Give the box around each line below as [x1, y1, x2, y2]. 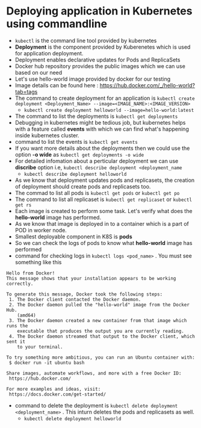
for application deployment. [14, 49, 84, 57]
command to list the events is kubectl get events [14, 138, 138, 145]
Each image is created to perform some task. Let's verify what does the [14, 207, 193, 214]
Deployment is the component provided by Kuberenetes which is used [14, 43, 191, 51]
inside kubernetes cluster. [14, 131, 79, 139]
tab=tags [14, 88, 38, 95]
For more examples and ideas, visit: [6, 386, 101, 392]
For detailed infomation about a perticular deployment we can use [14, 157, 179, 164]
